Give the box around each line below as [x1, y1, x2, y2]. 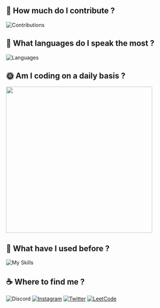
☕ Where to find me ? [6, 276, 85, 287]
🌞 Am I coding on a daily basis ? [6, 71, 126, 81]
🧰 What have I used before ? [6, 244, 110, 254]
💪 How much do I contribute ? [6, 6, 115, 16]
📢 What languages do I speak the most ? [6, 39, 155, 49]
